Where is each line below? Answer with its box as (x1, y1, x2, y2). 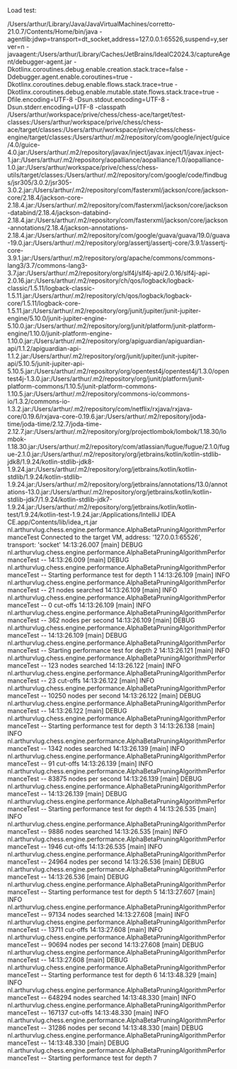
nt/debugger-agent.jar (7, 58, 72, 66)
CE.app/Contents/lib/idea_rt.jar (7, 518, 98, 526)
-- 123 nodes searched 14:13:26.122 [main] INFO (40, 661, 182, 670)
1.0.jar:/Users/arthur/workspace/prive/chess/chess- (7, 163, 159, 171)
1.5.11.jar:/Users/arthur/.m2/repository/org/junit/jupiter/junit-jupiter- (7, 307, 202, 315)
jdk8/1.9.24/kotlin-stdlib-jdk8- (7, 457, 95, 466)
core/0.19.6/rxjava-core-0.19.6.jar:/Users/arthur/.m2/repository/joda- (7, 412, 207, 420)
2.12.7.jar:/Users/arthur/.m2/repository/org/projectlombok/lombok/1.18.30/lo (7, 428, 227, 435)
